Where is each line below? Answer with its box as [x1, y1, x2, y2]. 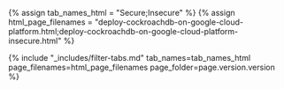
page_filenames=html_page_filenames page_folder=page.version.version [8, 62, 275, 72]
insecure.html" [8, 35, 62, 46]
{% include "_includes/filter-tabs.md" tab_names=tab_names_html [8, 53, 251, 63]
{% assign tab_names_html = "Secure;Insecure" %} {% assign [8, 8, 235, 18]
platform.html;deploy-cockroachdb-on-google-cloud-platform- [8, 26, 239, 36]
